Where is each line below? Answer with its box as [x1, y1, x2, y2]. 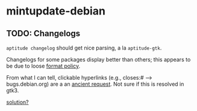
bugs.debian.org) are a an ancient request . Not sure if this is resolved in [6, 80, 184, 87]
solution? [6, 98, 29, 106]
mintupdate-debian [6, 4, 105, 18]
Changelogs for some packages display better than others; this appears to [6, 56, 191, 63]
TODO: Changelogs [6, 28, 81, 39]
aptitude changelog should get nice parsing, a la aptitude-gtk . [6, 44, 162, 51]
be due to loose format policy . [6, 62, 81, 69]
